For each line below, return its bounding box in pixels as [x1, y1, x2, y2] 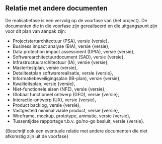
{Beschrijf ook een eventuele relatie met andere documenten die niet [5, 128, 148, 134]
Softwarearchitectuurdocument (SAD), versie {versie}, [12, 54, 125, 60]
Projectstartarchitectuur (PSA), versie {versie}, [12, 38, 109, 44]
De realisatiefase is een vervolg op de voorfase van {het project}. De [5, 17, 147, 23]
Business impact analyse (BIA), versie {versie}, [12, 43, 110, 49]
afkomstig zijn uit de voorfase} [5, 133, 69, 139]
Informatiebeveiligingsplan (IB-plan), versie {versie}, [12, 75, 121, 81]
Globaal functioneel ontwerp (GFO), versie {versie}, [12, 91, 119, 97]
